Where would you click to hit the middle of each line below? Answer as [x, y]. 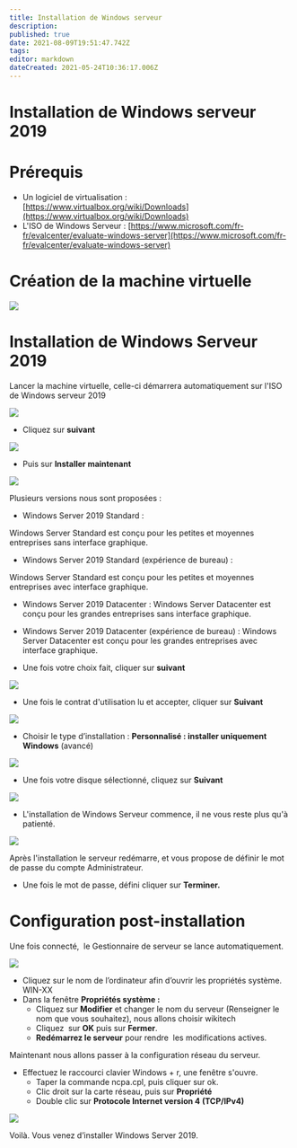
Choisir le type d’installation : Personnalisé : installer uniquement [144, 736]
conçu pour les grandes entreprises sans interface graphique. [137, 614]
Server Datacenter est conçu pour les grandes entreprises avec [140, 640]
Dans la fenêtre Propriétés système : [91, 999]
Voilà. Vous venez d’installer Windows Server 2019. [104, 1135]
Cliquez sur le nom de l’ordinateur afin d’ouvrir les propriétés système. [152, 980]
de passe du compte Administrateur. [76, 867]
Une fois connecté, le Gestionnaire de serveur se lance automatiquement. [147, 946]
